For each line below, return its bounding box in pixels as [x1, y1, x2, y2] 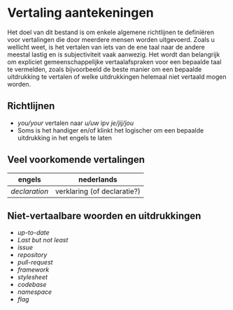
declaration [10, 186, 49, 196]
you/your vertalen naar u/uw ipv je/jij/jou [17, 119, 134, 127]
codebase [17, 281, 47, 289]
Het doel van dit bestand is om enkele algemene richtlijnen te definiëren [7, 28, 215, 36]
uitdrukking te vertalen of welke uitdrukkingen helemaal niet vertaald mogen [7, 72, 227, 81]
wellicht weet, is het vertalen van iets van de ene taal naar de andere [7, 43, 205, 51]
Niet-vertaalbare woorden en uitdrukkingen [7, 209, 202, 221]
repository [17, 251, 48, 259]
